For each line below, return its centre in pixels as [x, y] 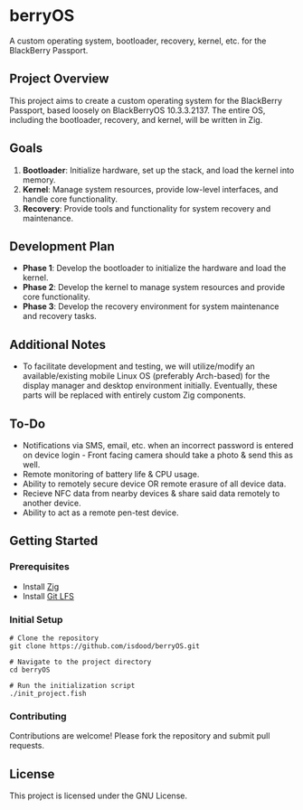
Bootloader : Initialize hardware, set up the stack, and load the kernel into [158, 170]
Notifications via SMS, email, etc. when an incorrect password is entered [158, 445]
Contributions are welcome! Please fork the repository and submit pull [140, 736]
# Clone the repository [54, 638]
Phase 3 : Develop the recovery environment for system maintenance [151, 306]
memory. [39, 179]
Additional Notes [58, 344]
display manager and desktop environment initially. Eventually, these [150, 386]
